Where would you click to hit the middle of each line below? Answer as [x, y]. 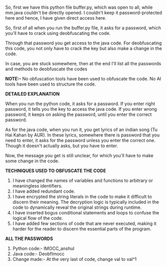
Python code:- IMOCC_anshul [43, 248]
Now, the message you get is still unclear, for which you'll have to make [79, 155]
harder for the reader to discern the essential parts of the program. [82, 229]
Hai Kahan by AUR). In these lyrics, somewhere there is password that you [82, 135]
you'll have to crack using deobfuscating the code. [58, 33]
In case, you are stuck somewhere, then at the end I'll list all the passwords [83, 63]
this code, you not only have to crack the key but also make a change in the [84, 48]
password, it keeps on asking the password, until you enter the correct [79, 114]
